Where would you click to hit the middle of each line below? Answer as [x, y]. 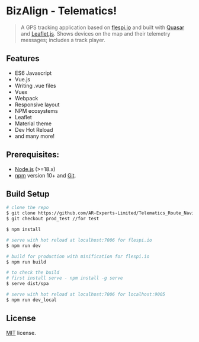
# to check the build [33, 273]
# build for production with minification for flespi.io [78, 256]
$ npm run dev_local [32, 300]
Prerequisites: [33, 155]
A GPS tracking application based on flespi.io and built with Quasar [102, 27]
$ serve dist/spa [28, 284]
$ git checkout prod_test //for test [53, 219]
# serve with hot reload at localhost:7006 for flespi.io [79, 240]
